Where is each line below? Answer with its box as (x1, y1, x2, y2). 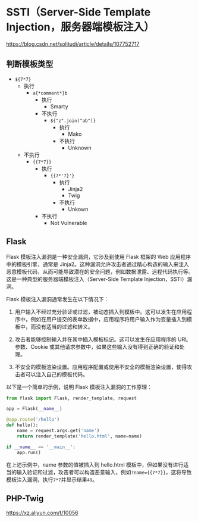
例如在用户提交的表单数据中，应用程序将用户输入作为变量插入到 (30, 315, 187, 323)
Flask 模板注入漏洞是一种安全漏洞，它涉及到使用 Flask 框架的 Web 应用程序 (6, 253, 191, 260)
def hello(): (6, 422, 39, 429)
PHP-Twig (6, 493, 44, 504)
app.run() (17, 449, 42, 455)
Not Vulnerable (50, 219, 87, 226)
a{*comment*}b (32, 90, 68, 96)
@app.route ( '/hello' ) (6, 417, 60, 423)
